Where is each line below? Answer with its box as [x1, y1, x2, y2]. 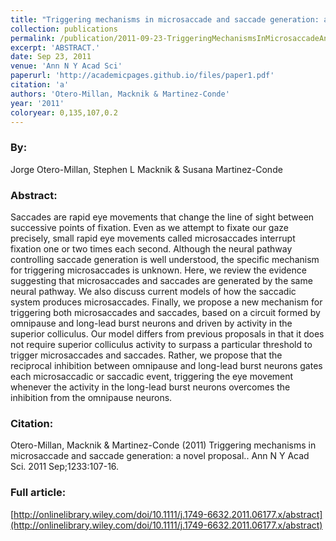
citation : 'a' [10, 80, 70, 90]
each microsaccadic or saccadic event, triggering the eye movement [10, 370, 294, 382]
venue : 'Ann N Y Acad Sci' [10, 61, 123, 71]
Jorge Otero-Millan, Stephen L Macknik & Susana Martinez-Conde [10, 163, 283, 175]
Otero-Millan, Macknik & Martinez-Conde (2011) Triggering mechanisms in [10, 439, 317, 451]
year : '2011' [10, 98, 65, 108]
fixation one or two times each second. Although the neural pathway [10, 242, 293, 255]
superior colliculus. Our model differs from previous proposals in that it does [10, 327, 325, 340]
